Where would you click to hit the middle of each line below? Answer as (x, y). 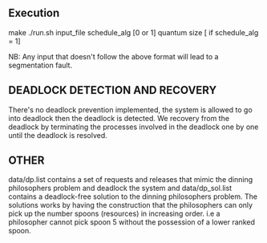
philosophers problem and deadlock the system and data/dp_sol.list (120, 188)
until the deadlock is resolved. (58, 135)
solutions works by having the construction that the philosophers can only (131, 205)
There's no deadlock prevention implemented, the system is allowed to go (130, 109)
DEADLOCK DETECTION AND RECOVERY (113, 90)
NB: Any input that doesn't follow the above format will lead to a (113, 56)
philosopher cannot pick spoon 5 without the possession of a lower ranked (131, 222)
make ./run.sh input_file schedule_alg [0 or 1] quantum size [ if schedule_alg (133, 32)
